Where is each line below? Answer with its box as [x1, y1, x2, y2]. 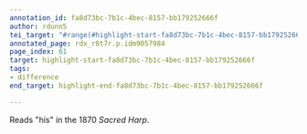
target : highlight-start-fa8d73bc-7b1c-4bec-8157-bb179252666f [9, 56, 256, 65]
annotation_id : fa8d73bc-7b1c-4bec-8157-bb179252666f [9, 13, 219, 23]
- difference [9, 73, 59, 82]
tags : [9, 65, 30, 74]
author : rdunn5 [9, 22, 68, 31]
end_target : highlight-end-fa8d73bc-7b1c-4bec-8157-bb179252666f [9, 81, 263, 90]
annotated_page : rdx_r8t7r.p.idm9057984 [9, 38, 166, 48]
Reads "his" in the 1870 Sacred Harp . [9, 114, 150, 125]
